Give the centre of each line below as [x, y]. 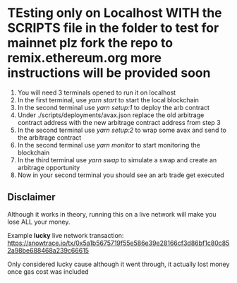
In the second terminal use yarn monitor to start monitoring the [109, 145]
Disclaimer [31, 197]
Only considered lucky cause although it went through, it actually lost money [119, 264]
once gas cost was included [48, 271]
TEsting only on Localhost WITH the [115, 13]
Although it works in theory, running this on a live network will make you [112, 214]
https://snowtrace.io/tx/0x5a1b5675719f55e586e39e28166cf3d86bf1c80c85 [119, 243]
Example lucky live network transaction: [66, 235]
